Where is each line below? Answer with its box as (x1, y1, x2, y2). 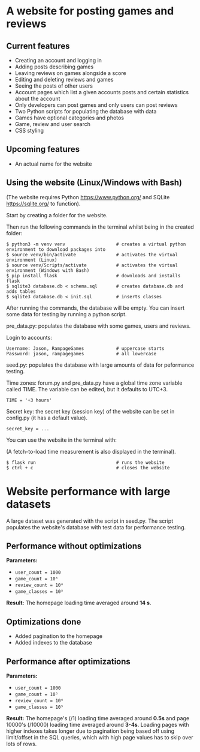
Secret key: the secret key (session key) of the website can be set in (6, 408, 175, 415)
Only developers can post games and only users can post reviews (14, 101, 178, 109)
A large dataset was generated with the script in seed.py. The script (6, 517, 174, 525)
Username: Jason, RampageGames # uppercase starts (6, 345, 165, 352)
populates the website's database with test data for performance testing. (6, 523, 186, 531)
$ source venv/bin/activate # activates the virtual (6, 251, 178, 257)
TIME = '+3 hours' (6, 397, 52, 403)
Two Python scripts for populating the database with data (14, 108, 157, 115)
